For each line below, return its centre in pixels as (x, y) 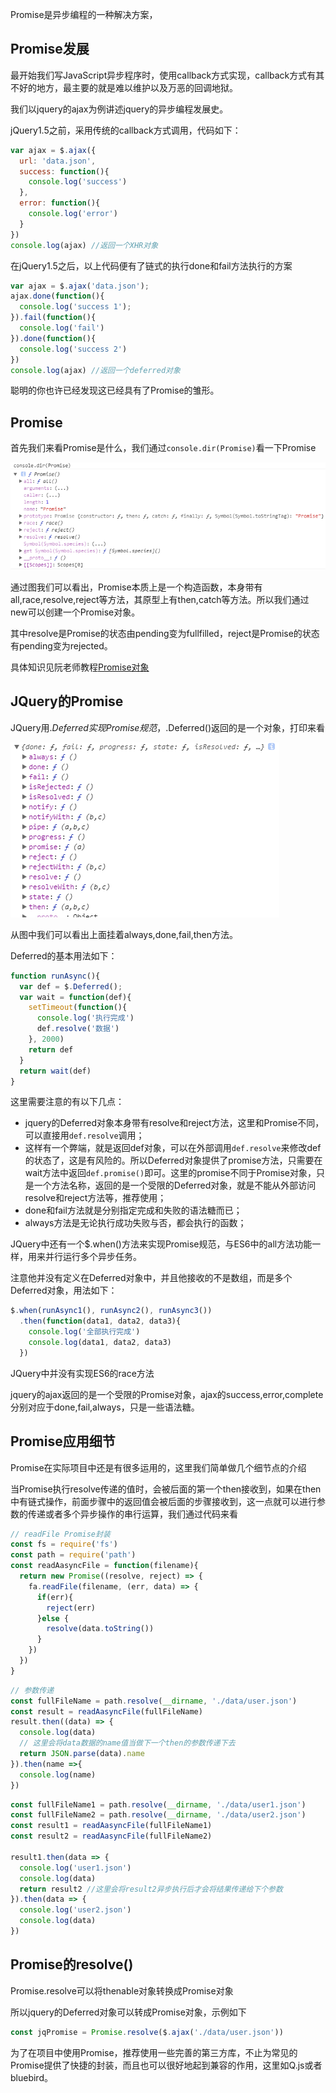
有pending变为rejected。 (61, 645)
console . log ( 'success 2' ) (73, 349)
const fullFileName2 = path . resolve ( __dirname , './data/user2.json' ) (158, 1815)
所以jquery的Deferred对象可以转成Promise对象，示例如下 (128, 2012)
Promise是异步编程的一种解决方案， (84, 14)
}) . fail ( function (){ (53, 318)
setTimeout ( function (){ (78, 1008)
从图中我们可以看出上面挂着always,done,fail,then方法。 (124, 934)
